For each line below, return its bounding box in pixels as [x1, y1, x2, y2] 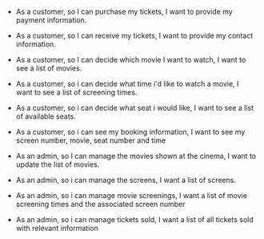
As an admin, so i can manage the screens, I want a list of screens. [15, 176, 236, 184]
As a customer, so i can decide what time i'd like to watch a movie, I [15, 79, 239, 88]
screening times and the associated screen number [15, 200, 186, 209]
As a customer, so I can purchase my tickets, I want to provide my [15, 7, 234, 16]
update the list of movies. [15, 160, 100, 169]
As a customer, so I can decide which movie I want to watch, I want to [15, 55, 246, 64]
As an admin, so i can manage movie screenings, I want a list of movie [15, 191, 248, 200]
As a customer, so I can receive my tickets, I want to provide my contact [15, 31, 254, 40]
